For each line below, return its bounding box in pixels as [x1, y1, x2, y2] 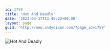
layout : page [5, 20, 32, 26]
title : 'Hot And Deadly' [5, 12, 56, 16]
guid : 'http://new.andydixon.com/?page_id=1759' [5, 25, 106, 30]
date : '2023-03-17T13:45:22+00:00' [5, 16, 78, 21]
